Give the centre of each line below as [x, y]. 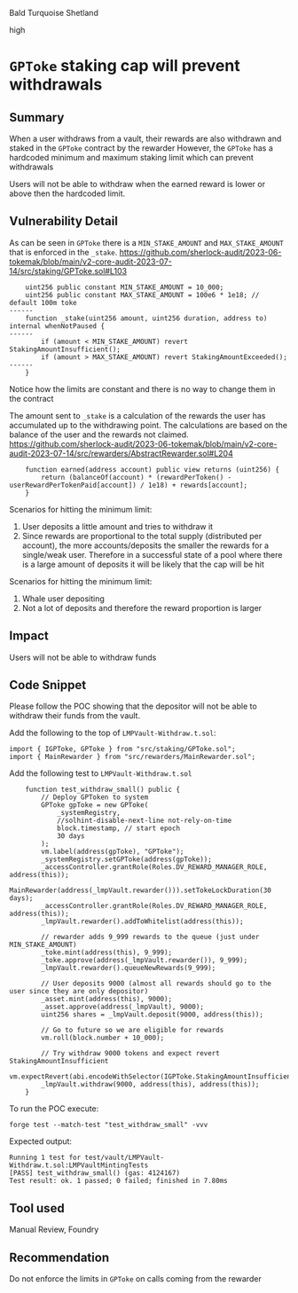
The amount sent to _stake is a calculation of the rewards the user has [137, 415]
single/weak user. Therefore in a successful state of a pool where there [152, 554]
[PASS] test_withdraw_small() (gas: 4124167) [94, 1173]
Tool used [37, 1208]
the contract [31, 398]
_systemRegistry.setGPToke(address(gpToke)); [127, 859]
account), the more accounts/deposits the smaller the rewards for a [145, 545]
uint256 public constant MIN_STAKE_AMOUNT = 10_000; [125, 287]
